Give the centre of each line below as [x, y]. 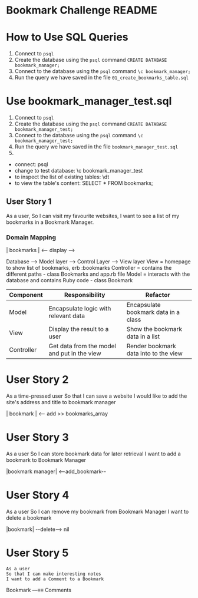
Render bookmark [151, 346]
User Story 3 [37, 437]
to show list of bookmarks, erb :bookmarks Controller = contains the [89, 268]
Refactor [158, 295]
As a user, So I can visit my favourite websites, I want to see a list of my [93, 216]
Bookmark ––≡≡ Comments [39, 590]
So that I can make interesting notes [54, 574]
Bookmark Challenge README [82, 10]
